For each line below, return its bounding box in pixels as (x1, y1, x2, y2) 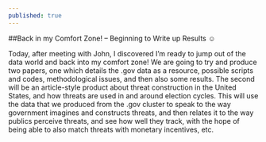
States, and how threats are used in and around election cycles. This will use (8, 90, 259, 100)
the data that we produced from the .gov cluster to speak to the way (8, 99, 232, 109)
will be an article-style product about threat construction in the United (8, 83, 237, 92)
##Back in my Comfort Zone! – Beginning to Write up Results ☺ (8, 33, 216, 43)
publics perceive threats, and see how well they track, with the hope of (8, 116, 241, 125)
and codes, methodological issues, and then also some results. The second (8, 74, 256, 83)
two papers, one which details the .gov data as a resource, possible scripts (8, 65, 254, 75)
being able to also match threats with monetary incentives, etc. (8, 125, 214, 134)
